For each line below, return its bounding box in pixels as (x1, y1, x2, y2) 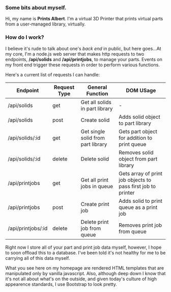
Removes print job (119, 221, 162, 228)
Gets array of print (119, 170, 163, 177)
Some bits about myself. (5, 4, 67, 11)
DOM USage (126, 87, 156, 94)
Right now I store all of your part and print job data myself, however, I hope (5, 244, 162, 250)
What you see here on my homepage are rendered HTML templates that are (5, 264, 164, 271)
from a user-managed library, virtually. (5, 21, 85, 27)
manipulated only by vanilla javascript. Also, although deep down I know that (5, 270, 166, 276)
